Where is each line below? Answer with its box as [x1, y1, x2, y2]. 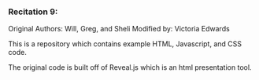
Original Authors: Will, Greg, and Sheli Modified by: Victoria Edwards [8, 24, 230, 34]
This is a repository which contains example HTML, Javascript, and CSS [8, 39, 242, 49]
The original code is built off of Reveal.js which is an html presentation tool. [8, 63, 252, 72]
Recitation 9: [8, 6, 58, 17]
